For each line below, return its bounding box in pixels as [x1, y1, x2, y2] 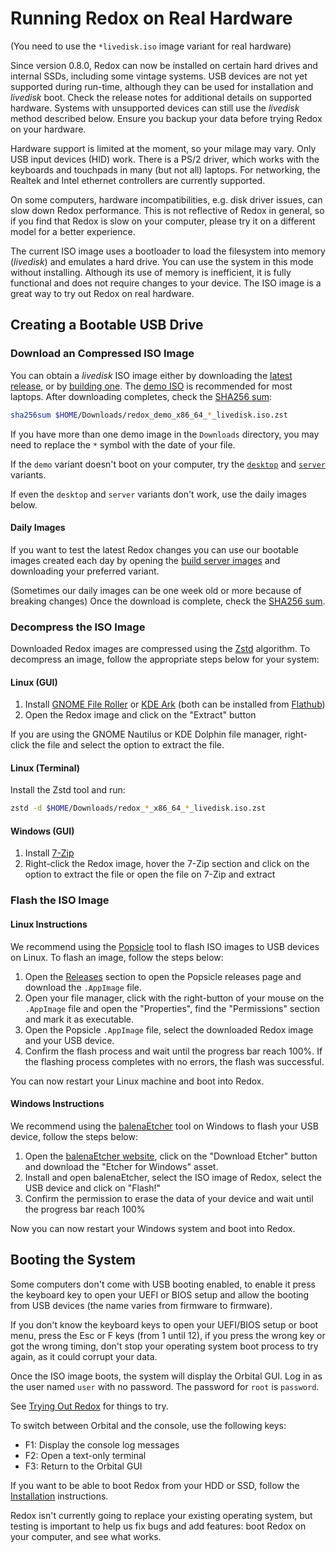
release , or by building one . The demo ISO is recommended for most [10, 380, 293, 392]
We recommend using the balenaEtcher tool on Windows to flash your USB [10, 1120, 319, 1132]
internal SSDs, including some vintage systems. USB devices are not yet [10, 70, 308, 82]
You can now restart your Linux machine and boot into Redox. [10, 1075, 265, 1087]
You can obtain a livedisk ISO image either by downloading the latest [10, 369, 293, 381]
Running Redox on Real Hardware [10, 7, 293, 30]
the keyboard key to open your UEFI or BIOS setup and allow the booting [10, 1288, 310, 1301]
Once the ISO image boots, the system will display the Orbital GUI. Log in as [10, 1370, 323, 1382]
